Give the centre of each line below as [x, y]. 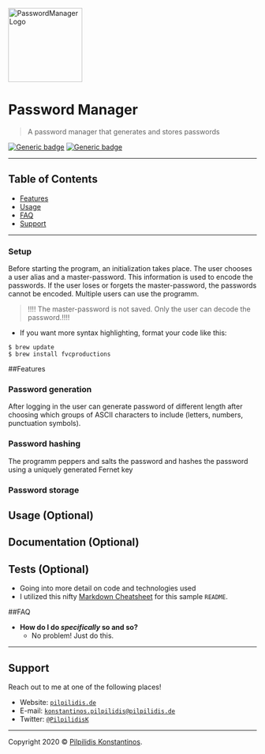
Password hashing [45, 444]
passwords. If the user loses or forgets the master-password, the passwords [132, 285]
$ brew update [32, 348]
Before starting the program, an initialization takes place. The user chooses [130, 269]
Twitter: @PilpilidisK [54, 718]
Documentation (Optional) [74, 543]
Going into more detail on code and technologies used [108, 588]
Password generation [50, 389]
